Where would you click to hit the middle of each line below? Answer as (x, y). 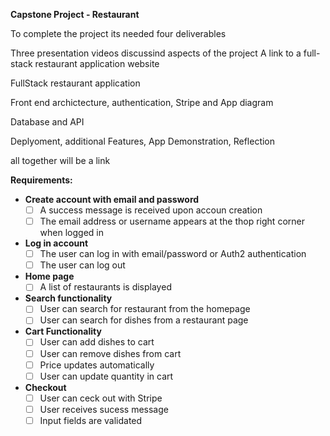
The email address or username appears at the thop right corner (172, 221)
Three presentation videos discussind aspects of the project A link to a (156, 53)
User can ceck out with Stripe (101, 398)
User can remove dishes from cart (110, 353)
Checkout (45, 387)
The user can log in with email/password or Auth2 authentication (173, 254)
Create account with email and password (112, 199)
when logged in (71, 233)
